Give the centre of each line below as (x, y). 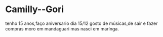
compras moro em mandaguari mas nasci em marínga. (62, 28)
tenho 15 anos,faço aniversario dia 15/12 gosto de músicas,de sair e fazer (81, 23)
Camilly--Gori (35, 9)
